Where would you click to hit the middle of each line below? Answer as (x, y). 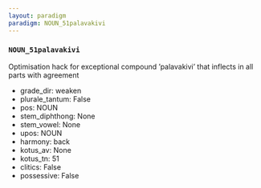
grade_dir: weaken (51, 90)
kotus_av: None (46, 150)
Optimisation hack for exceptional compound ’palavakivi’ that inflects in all (131, 66)
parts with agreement (44, 75)
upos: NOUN (41, 133)
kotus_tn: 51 (40, 158)
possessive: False (49, 175)
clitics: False (41, 167)
